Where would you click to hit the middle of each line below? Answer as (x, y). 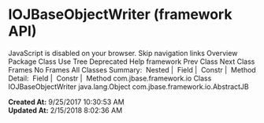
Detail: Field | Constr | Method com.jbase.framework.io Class (110, 78)
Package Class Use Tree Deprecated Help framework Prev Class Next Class (132, 61)
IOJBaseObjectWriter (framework (120, 15)
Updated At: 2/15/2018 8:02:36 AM (65, 110)
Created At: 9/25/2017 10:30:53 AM (66, 102)
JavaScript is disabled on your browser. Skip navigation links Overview (123, 53)
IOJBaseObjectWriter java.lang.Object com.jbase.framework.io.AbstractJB (129, 86)
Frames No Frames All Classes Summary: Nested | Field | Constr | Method (132, 69)
